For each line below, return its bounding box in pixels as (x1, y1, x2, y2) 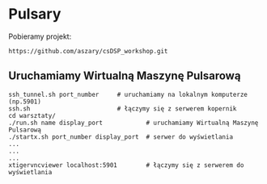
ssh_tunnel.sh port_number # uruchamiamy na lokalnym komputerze (8, 90, 248, 98)
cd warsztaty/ (8, 111, 57, 119)
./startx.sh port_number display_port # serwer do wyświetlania (8, 132, 233, 141)
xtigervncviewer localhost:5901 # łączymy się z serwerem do (8, 161, 244, 169)
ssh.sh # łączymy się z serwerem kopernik (8, 104, 237, 113)
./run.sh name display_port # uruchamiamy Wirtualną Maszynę (8, 119, 259, 127)
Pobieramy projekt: (8, 31, 72, 41)
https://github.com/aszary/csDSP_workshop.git (8, 47, 168, 55)
